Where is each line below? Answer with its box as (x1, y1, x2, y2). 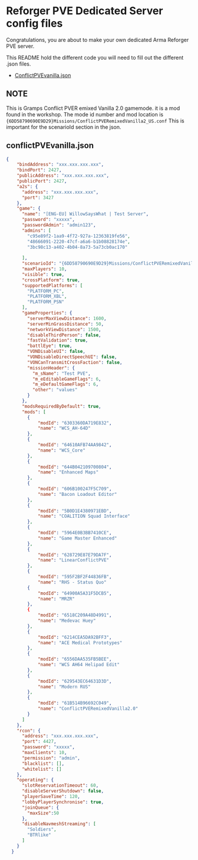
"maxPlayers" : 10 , (21, 266, 67, 272)
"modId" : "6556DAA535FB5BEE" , (37, 656, 112, 663)
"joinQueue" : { (21, 804, 60, 810)
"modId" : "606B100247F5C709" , (37, 486, 112, 492)
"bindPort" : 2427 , (16, 167, 62, 173)
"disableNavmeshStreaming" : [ (21, 821, 96, 827)
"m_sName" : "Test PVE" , (32, 371, 91, 377)
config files (6, 17, 63, 30)
